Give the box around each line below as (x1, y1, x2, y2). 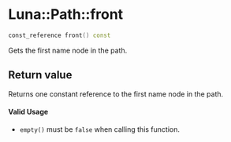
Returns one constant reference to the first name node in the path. (8, 89, 224, 99)
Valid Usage (8, 107, 49, 117)
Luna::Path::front (8, 5, 124, 24)
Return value (8, 68, 73, 82)
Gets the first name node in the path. (8, 46, 128, 55)
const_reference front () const (8, 31, 111, 39)
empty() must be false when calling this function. (19, 124, 180, 134)
